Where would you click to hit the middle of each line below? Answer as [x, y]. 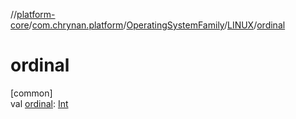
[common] [31, 93]
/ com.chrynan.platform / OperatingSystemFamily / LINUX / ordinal [157, 25]
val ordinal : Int [39, 103]
